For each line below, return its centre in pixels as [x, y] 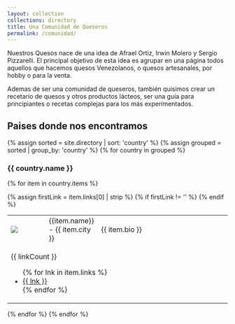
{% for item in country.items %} [53, 183]
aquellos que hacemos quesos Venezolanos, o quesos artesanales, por [110, 68]
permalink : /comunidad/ [42, 33]
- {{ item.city [70, 230]
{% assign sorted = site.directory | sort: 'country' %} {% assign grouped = [114, 143]
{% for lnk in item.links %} [65, 272]
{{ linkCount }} [34, 257]
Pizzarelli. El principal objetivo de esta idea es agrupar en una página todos [115, 61]
